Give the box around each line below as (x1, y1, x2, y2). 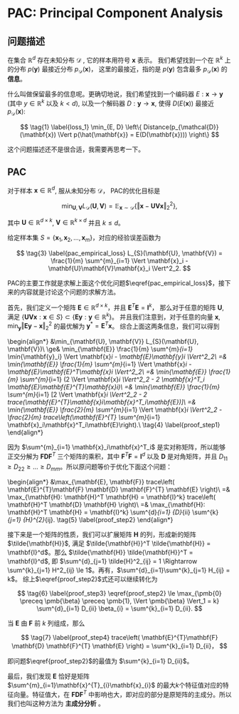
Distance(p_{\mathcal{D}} (143, 123, 219, 131)
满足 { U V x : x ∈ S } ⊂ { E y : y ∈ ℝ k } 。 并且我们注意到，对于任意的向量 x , (7, 311, 221, 321)
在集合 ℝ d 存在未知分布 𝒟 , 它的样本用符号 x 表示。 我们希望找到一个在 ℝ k (7, 55, 223, 64)
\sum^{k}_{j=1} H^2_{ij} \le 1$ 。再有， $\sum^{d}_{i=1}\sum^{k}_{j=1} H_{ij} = (7, 566, 230, 575)
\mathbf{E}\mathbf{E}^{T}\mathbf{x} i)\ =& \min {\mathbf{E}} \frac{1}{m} (7, 383, 221, 392)
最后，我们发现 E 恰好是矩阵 (7, 672, 90, 680)
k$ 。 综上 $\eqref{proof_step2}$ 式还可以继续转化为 (7, 575, 158, 583)
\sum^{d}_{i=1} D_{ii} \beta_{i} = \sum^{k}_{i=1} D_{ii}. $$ (36, 604, 203, 613)
